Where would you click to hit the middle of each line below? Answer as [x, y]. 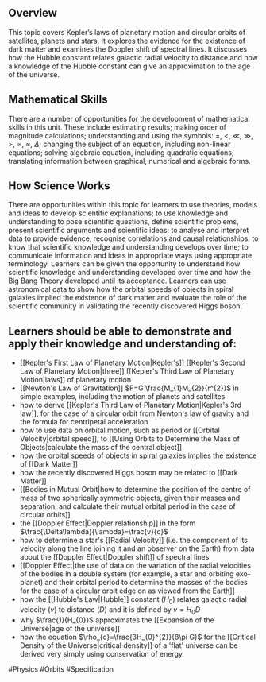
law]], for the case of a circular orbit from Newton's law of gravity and [134, 413]
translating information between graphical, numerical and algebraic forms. [130, 161]
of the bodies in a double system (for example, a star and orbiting [127, 574]
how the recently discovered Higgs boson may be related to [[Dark [129, 473]
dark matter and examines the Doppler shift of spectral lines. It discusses [128, 49]
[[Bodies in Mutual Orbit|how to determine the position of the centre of [135, 490]
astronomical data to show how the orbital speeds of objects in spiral [121, 289]
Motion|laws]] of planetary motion [75, 380]
